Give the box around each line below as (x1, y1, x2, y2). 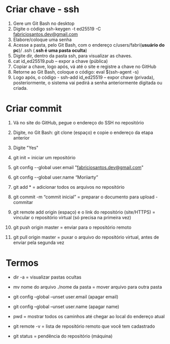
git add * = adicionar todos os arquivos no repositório (13, 184, 125, 190)
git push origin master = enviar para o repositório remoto (13, 224, 132, 230)
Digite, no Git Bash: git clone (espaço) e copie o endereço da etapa (13, 129, 153, 135)
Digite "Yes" (13, 145, 38, 151)
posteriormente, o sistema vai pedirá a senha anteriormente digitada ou (13, 80, 162, 86)
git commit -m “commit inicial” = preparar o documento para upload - (13, 194, 158, 200)
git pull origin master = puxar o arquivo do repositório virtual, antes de (13, 234, 159, 240)
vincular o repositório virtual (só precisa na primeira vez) (13, 214, 131, 220)
